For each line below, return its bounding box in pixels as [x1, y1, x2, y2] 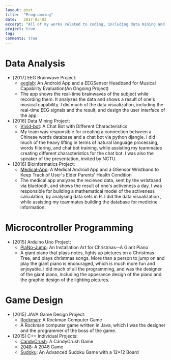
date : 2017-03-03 [5, 17, 47, 22]
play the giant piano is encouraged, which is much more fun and [20, 260, 155, 266]
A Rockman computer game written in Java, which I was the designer [20, 322, 166, 328]
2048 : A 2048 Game [20, 344, 64, 350]
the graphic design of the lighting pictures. [20, 277, 110, 283]
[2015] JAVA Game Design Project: [12, 311, 85, 317]
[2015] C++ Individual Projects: [12, 333, 78, 339]
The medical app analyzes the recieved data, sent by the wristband [20, 177, 161, 183]
